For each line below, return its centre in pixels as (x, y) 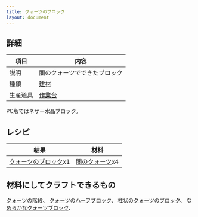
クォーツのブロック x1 (40, 162)
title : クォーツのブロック (35, 12)
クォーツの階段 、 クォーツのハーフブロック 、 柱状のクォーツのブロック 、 (96, 200)
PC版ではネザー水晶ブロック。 (44, 111)
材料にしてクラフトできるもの (61, 185)
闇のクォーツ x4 (97, 162)
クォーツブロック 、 (50, 207)
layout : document (28, 17)
